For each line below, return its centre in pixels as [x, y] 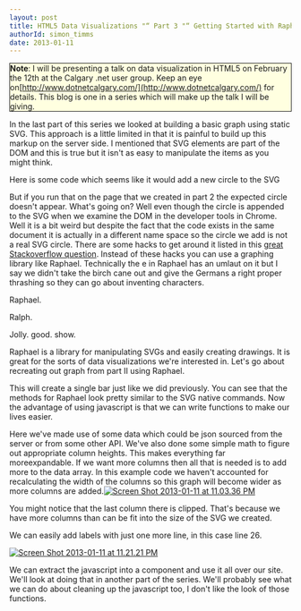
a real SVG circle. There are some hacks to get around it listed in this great [146, 245]
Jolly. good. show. [43, 335]
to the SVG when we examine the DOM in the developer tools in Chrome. [143, 216]
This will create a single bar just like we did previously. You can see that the [149, 388]
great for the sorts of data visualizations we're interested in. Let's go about [147, 361]
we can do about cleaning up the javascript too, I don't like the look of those [149, 589]
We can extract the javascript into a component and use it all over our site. [146, 570]
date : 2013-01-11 [42, 42]
